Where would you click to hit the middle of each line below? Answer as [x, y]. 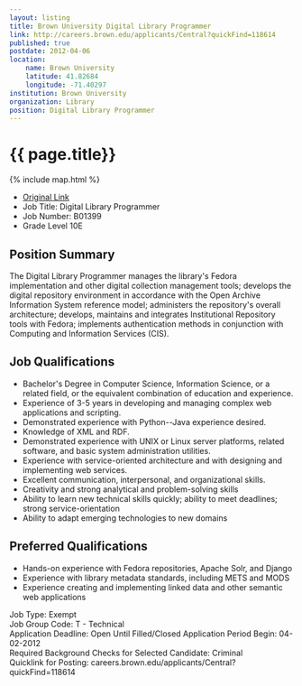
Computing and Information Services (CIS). [89, 334]
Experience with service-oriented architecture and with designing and [152, 460]
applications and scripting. [72, 413]
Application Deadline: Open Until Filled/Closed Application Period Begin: [143, 634]
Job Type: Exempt [43, 614]
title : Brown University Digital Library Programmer [110, 26]
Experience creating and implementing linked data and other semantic [152, 587]
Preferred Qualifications [79, 547]
